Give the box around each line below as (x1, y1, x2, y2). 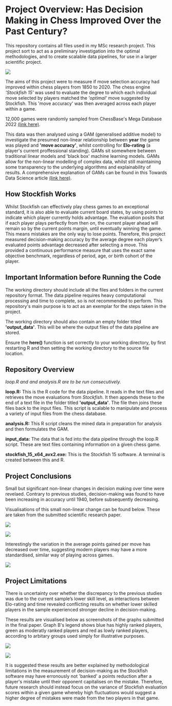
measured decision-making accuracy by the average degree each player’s (5, 236, 163, 242)
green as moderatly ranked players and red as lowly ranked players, (5, 627, 149, 633)
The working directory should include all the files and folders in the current (5, 286, 163, 293)
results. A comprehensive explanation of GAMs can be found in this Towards (5, 169, 167, 175)
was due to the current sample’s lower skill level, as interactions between (5, 595, 160, 602)
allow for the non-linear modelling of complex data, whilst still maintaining (5, 158, 161, 165)
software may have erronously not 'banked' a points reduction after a (5, 673, 152, 679)
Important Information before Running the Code (5, 273, 161, 282)
